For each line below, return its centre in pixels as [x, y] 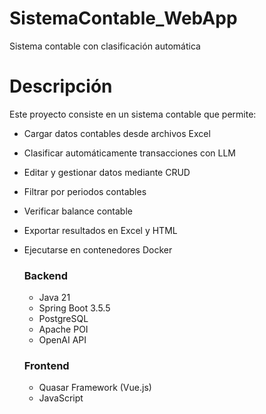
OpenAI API [62, 340]
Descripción [61, 86]
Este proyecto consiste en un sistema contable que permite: [133, 114]
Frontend [46, 366]
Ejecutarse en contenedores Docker [98, 249]
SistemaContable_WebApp [123, 18]
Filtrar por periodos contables [85, 191]
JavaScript [61, 398]
